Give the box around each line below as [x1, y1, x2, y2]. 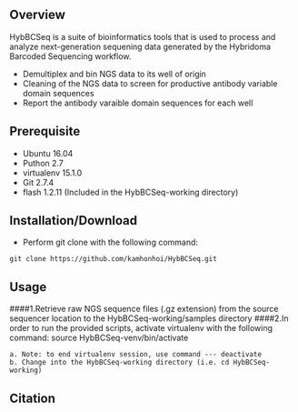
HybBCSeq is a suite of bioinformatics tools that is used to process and [9, 31, 276, 42]
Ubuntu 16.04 [22, 147, 74, 158]
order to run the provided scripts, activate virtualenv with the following [9, 323, 273, 334]
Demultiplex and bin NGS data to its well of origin [22, 68, 207, 79]
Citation [9, 390, 56, 406]
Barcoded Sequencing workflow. [9, 50, 132, 62]
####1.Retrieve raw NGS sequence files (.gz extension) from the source [9, 304, 279, 315]
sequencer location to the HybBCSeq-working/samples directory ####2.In [9, 313, 289, 324]
